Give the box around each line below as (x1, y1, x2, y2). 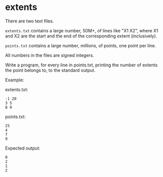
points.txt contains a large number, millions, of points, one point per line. (5, 42, 157, 48)
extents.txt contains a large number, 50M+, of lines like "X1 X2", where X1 (5, 27, 159, 33)
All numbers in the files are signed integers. (5, 52, 94, 58)
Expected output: (5, 145, 41, 151)
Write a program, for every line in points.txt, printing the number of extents (5, 62, 158, 68)
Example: (5, 77, 24, 83)
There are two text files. (5, 18, 54, 24)
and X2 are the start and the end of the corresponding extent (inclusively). (5, 33, 158, 39)
